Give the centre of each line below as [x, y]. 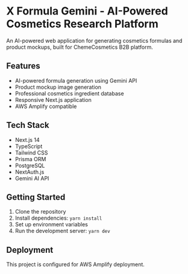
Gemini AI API [32, 178]
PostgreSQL [30, 165]
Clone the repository [40, 212]
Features [23, 66]
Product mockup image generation [58, 87]
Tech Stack [28, 125]
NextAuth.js [30, 172]
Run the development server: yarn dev [62, 231]
